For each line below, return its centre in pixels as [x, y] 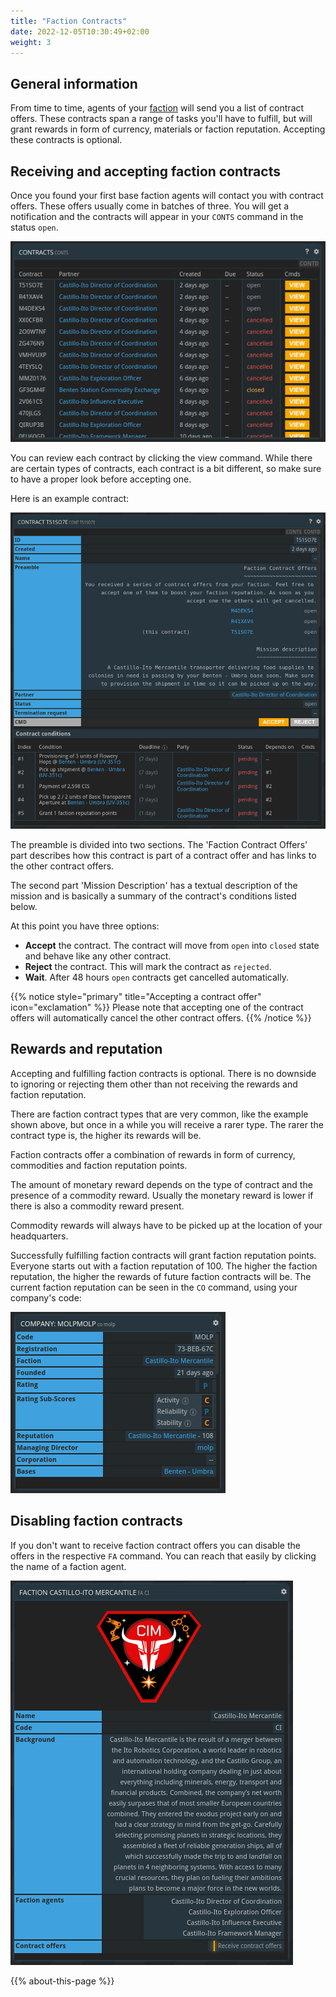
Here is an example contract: [70, 498]
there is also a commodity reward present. [97, 1206]
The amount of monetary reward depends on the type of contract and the [161, 1184]
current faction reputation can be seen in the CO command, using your [154, 1287]
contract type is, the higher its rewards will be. [106, 1135]
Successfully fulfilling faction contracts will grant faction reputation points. [163, 1255]
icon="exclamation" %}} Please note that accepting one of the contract [157, 1007]
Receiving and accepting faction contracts [145, 171]
